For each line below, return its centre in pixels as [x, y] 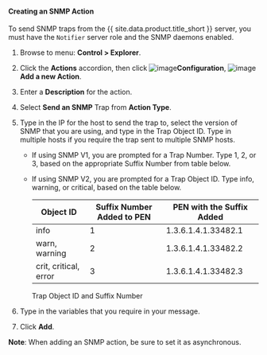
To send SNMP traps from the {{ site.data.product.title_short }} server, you [130, 29]
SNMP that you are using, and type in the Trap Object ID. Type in [126, 131]
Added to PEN [124, 217]
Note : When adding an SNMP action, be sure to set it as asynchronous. [125, 342]
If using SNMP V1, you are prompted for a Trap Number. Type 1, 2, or [144, 155]
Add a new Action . [50, 76]
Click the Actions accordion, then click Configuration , [123, 68]
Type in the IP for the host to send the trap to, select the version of [129, 123]
